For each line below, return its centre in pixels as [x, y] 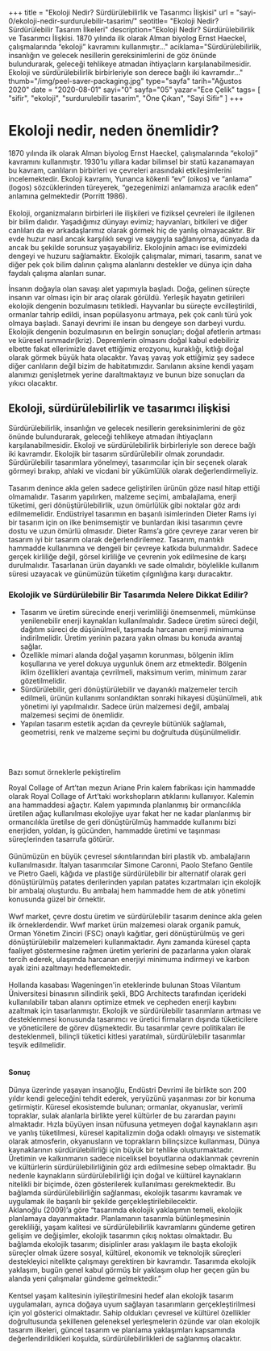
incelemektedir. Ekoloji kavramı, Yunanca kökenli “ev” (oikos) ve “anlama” [130, 178]
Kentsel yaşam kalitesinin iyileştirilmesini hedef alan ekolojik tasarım [121, 1296]
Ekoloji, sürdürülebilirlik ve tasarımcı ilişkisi [119, 409]
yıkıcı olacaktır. [33, 383]
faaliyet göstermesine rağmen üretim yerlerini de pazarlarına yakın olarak [130, 951]
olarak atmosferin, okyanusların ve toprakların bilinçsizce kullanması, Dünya [134, 1141]
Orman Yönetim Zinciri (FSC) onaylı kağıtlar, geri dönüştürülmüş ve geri [127, 934]
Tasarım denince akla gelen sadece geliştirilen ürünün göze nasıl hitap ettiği [134, 487]
